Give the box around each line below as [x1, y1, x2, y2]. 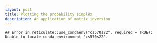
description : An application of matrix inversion [5, 16, 111, 21]
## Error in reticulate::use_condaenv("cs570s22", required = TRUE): [5, 30, 153, 35]
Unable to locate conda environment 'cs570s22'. [5, 34, 108, 40]
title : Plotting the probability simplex [5, 12, 93, 17]
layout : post [5, 7, 32, 12]
